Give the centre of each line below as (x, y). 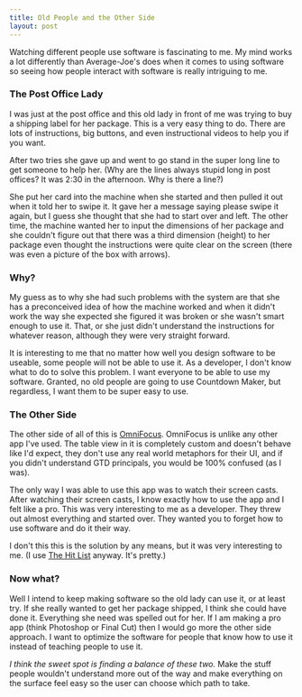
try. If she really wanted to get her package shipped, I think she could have (148, 608)
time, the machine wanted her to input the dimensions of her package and (146, 225)
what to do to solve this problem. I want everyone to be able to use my (140, 372)
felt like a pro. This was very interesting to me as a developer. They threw (145, 509)
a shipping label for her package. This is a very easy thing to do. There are (147, 124)
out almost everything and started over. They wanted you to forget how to (146, 518)
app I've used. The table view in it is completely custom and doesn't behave (150, 444)
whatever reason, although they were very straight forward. (120, 335)
